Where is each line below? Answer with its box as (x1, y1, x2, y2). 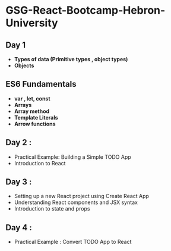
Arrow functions (14, 120, 56, 127)
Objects (14, 62, 34, 69)
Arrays (14, 101, 32, 108)
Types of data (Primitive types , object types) (14, 56, 128, 62)
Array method (14, 108, 50, 115)
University (5, 16, 58, 30)
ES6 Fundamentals (5, 79, 77, 89)
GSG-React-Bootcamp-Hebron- (5, 4, 166, 17)
